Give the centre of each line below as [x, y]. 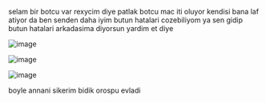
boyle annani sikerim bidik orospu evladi [75, 90]
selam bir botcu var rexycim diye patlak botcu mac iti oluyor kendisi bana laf [133, 12]
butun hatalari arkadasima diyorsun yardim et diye [91, 28]
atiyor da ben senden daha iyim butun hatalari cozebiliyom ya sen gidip [125, 20]
